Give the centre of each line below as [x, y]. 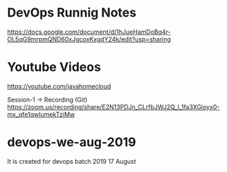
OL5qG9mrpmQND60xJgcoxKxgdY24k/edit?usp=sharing [89, 39]
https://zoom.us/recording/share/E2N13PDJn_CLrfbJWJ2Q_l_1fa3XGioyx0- [113, 107]
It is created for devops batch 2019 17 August [72, 161]
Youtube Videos [54, 67]
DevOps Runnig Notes [72, 13]
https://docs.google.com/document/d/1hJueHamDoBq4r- [89, 32]
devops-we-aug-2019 [72, 142]
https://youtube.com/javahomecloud [59, 86]
